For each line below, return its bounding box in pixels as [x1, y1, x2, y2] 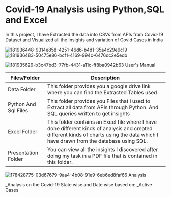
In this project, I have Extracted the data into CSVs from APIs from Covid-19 [5, 31, 164, 37]
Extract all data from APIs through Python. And [47, 104, 159, 111]
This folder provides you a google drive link [47, 83, 151, 90]
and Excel [5, 14, 47, 26]
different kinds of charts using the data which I [47, 131, 159, 138]
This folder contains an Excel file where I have [47, 118, 157, 126]
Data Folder [8, 86, 36, 93]
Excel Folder [8, 128, 38, 135]
